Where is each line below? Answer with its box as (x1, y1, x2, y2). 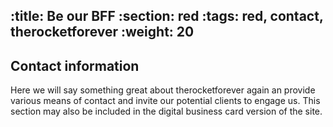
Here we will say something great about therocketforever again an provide (10, 84, 316, 96)
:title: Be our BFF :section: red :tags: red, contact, (10, 8, 324, 25)
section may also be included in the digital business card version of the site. (10, 105, 323, 118)
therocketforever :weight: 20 (10, 24, 195, 41)
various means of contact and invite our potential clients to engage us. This (10, 95, 321, 107)
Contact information (10, 57, 140, 74)
